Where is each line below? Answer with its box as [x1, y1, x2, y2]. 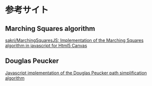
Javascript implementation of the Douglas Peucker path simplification [5, 70, 147, 76]
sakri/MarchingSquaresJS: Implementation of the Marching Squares [5, 37, 144, 43]
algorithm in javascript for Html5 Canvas [5, 43, 88, 48]
